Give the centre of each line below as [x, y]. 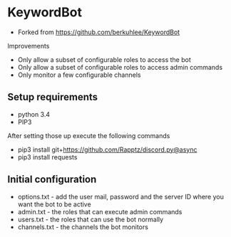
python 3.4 [34, 114]
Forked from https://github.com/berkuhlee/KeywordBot [99, 32]
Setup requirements [53, 97]
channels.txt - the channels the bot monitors [83, 227]
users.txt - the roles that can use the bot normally [91, 219]
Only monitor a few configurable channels [79, 75]
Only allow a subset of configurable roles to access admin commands [120, 67]
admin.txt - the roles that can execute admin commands [100, 211]
